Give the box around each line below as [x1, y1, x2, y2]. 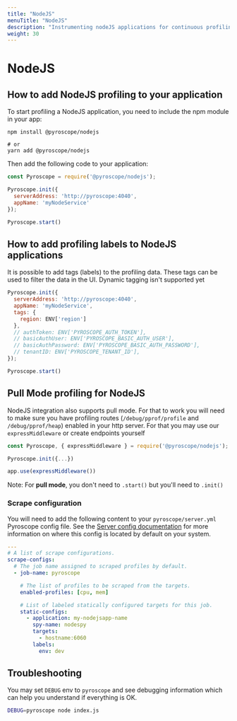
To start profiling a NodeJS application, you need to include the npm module [7, 108, 229, 116]
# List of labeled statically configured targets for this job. [20, 601, 213, 608]
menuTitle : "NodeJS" [7, 17, 68, 24]
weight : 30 [7, 30, 39, 38]
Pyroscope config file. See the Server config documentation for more [7, 521, 209, 531]
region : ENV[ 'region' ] [20, 316, 87, 323]
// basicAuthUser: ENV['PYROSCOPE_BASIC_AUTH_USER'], [13, 335, 175, 342]
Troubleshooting [7, 667, 83, 679]
